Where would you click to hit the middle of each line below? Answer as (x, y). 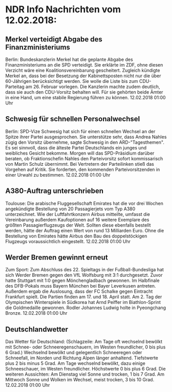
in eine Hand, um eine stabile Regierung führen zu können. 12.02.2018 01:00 (85, 97)
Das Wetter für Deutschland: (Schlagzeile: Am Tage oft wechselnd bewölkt (84, 342)
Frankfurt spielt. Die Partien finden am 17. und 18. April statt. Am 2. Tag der (84, 297)
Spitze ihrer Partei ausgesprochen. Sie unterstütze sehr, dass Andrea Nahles (86, 137)
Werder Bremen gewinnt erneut (57, 258)
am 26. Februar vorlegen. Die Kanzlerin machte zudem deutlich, (93, 86)
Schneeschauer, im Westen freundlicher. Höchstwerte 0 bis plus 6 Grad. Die (85, 369)
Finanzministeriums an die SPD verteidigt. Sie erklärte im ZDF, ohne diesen (84, 65)
